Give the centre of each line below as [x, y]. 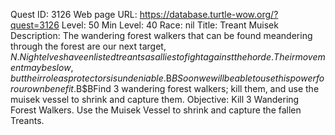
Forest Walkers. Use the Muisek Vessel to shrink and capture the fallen [156, 110]
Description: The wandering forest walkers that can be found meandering [161, 35]
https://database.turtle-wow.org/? [209, 14]
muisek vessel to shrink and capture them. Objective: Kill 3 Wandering [155, 99]
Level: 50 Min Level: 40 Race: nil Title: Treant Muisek [170, 25]
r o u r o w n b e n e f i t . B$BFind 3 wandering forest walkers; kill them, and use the [165, 88]
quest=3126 [35, 25]
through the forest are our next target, [88, 46]
